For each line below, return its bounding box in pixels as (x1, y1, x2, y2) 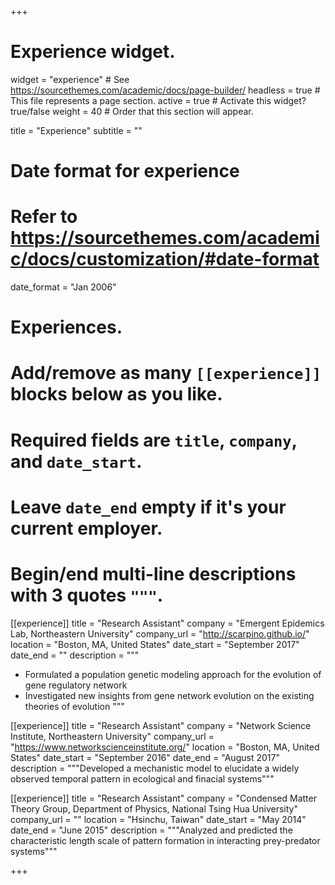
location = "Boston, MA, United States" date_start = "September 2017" (10, 638, 300, 650)
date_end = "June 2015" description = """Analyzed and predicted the (10, 824, 293, 836)
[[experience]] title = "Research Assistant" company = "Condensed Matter (10, 792, 317, 804)
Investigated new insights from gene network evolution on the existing (24, 689, 315, 701)
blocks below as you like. (10, 383, 223, 406)
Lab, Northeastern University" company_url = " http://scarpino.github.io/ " (10, 627, 310, 640)
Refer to (10, 206, 78, 228)
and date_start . (10, 450, 143, 473)
